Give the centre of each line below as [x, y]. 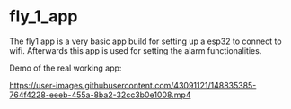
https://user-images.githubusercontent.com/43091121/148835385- [133, 85]
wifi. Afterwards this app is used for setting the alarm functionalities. [136, 50]
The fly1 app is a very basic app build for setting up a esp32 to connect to [145, 41]
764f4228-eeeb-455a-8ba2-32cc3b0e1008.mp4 [100, 95]
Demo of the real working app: [66, 68]
